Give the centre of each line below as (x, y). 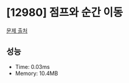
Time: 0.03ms (32, 67)
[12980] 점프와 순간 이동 (65, 13)
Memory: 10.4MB (37, 73)
